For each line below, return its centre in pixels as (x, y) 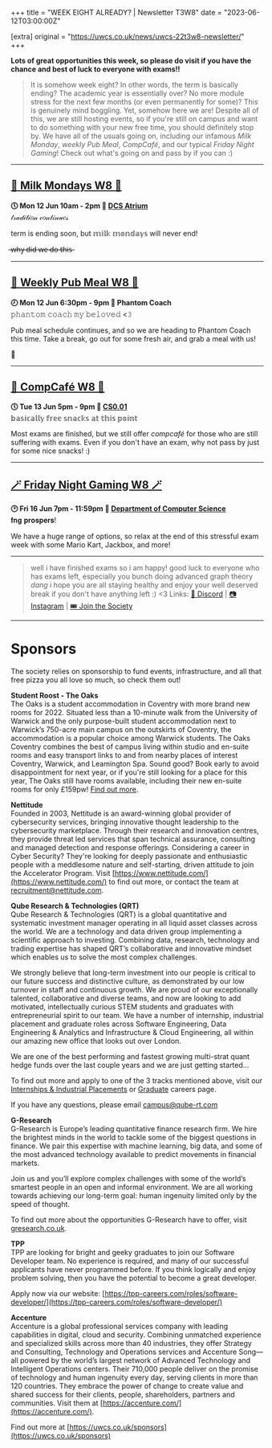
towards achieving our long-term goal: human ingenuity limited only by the (134, 1196)
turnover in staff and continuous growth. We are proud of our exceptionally (134, 990)
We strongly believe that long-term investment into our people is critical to (133, 973)
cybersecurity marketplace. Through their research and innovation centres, (135, 831)
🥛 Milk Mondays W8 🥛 (67, 186)
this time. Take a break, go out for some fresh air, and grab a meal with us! (134, 338)
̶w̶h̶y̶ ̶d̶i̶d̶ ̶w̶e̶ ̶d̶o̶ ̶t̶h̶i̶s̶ (42, 249)
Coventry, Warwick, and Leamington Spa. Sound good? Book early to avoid (135, 764)
